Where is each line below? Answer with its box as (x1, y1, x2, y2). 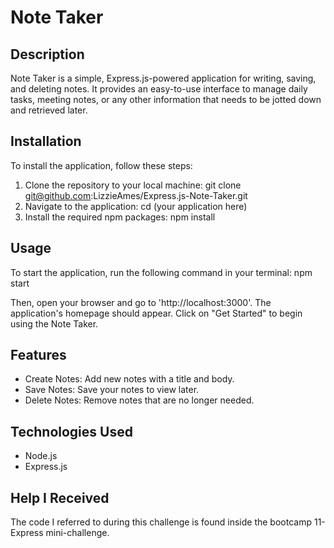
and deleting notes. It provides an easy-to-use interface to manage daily (10, 83, 308, 95)
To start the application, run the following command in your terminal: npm (10, 266, 313, 278)
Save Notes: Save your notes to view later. (24, 384, 200, 396)
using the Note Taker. (10, 317, 99, 330)
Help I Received (10, 489, 110, 506)
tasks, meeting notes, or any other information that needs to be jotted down (10, 94, 322, 105)
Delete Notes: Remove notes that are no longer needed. (24, 394, 255, 406)
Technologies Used (10, 423, 133, 440)
